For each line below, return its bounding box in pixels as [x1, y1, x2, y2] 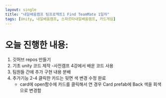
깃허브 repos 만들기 [12, 56, 51, 62]
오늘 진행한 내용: [5, 39, 69, 50]
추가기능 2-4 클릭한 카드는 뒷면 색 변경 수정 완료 [12, 75, 106, 81]
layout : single [5, 7, 37, 12]
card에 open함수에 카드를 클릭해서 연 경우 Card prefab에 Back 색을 [19, 81, 153, 87]
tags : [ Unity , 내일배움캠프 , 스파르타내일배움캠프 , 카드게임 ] [5, 16, 116, 21]
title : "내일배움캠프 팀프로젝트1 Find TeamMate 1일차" [5, 12, 110, 17]
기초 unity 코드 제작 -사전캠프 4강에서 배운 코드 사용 [12, 63, 114, 69]
